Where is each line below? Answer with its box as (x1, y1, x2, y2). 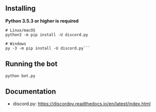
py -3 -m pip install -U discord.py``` (5, 46, 91, 51)
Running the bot (5, 60, 58, 68)
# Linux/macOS (5, 28, 36, 33)
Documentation (5, 87, 56, 96)
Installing (5, 4, 36, 13)
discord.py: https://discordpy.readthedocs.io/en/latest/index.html (12, 101, 151, 107)
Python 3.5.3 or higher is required (5, 17, 79, 24)
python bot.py (5, 73, 36, 79)
